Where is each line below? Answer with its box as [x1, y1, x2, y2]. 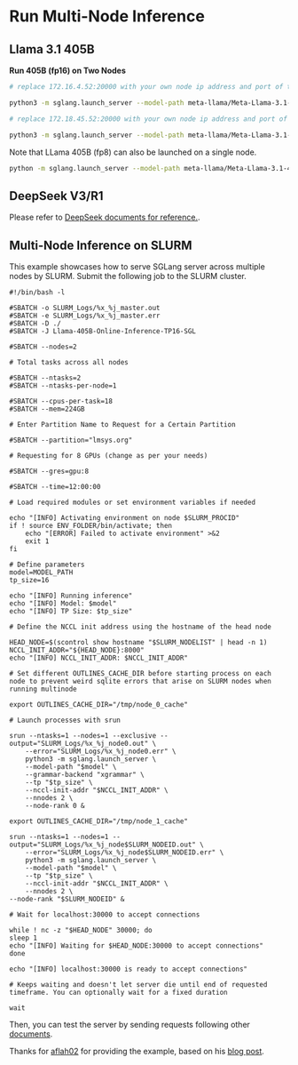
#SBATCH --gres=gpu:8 [9, 467, 90, 476]
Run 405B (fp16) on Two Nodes [9, 65, 127, 76]
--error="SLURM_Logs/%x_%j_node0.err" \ [25, 747, 176, 756]
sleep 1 [9, 933, 38, 942]
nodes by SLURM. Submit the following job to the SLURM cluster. [9, 271, 247, 281]
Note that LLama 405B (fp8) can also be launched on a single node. [9, 147, 257, 157]
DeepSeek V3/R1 [9, 188, 104, 204]
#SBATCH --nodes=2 [9, 342, 77, 351]
